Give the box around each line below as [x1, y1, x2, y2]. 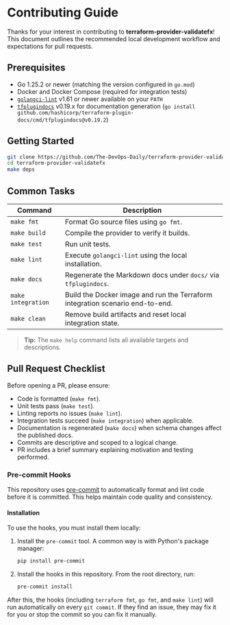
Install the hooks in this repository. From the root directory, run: [16, 570, 195, 578]
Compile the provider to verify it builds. [64, 228, 190, 237]
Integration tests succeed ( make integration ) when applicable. [16, 416, 194, 425]
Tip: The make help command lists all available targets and [23, 336, 189, 344]
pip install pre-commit [16, 558, 86, 565]
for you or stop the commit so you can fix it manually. [7, 611, 157, 619]
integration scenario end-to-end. [64, 298, 173, 308]
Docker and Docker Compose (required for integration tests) [16, 87, 188, 95]
